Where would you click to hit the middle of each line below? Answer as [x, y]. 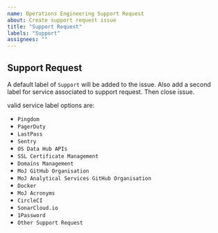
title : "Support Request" [44, 26]
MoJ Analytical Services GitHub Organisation [84, 178]
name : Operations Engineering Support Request [76, 14]
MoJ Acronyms [36, 193]
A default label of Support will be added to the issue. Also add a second [109, 84]
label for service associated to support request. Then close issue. [101, 92]
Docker [27, 186]
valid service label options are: [51, 105]
